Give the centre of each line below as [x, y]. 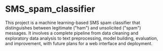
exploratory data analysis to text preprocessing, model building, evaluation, [81, 38]
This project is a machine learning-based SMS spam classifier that [73, 23]
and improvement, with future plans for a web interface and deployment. [79, 43]
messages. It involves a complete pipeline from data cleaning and [72, 33]
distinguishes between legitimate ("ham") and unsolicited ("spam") [73, 27]
